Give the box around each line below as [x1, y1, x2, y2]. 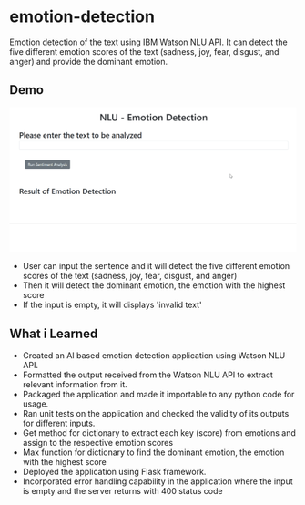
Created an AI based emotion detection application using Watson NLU [22, 350, 286, 361]
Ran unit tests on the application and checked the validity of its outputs [22, 408, 290, 419]
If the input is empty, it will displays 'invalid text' [22, 299, 202, 311]
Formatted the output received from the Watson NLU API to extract [22, 369, 273, 380]
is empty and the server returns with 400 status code [22, 486, 223, 497]
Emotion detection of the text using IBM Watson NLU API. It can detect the [9, 36, 289, 47]
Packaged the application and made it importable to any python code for [22, 389, 295, 400]
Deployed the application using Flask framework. [22, 467, 207, 478]
